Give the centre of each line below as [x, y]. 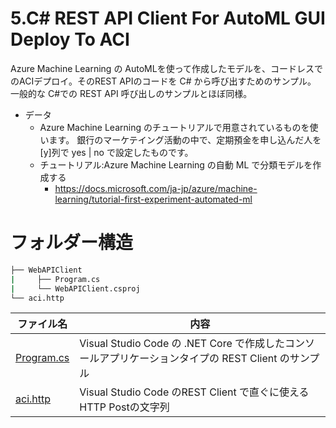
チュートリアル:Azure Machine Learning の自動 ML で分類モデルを [176, 164]
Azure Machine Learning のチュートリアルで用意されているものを [174, 127]
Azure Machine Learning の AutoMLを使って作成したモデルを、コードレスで [166, 68]
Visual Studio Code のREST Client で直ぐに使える [194, 392]
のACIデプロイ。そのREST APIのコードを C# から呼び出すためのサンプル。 [163, 81]
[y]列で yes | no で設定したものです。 [116, 152]
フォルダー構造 [72, 243]
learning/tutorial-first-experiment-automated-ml [153, 199]
